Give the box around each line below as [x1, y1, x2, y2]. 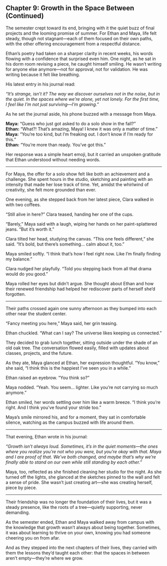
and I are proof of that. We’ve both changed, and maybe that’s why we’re [5, 454, 157, 460]
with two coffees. [5, 201, 41, 208]
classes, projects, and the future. [5, 350, 73, 356]
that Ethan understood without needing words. [5, 157, 101, 162]
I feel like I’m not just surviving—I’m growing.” [5, 101, 99, 107]
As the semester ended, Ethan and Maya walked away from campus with [5, 519, 155, 525]
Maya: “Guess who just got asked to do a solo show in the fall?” [5, 120, 136, 126]
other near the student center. [5, 311, 67, 317]
